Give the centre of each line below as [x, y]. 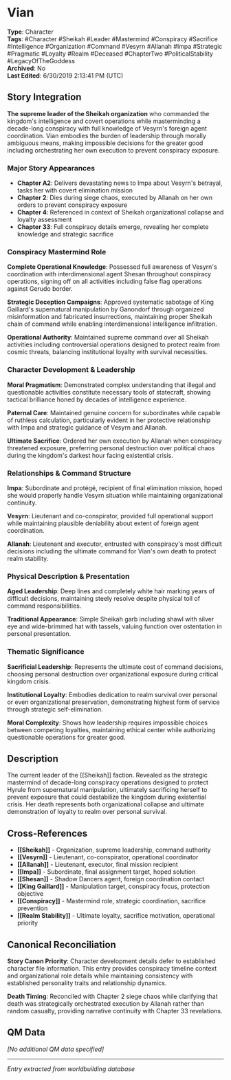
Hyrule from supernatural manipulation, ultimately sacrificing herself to [107, 790]
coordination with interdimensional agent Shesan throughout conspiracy [109, 274]
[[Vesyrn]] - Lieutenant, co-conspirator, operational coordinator [108, 857]
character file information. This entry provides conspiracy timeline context [112, 968]
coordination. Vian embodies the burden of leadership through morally [107, 135]
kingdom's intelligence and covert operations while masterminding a [104, 121]
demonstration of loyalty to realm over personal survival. [87, 812]
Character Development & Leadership [71, 370]
